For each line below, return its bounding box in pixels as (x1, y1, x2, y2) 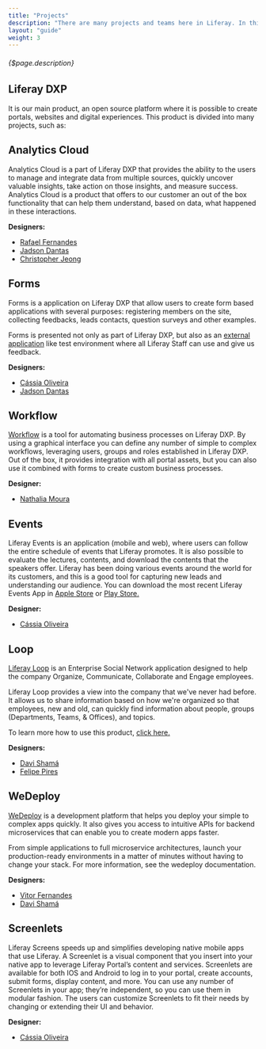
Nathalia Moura (19, 494, 70, 504)
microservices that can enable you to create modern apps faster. (8, 827, 220, 837)
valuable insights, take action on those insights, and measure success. (8, 181, 238, 191)
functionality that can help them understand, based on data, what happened (8, 198, 256, 207)
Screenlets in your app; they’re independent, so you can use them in (8, 985, 231, 994)
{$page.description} (8, 58, 74, 67)
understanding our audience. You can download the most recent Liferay (8, 580, 243, 590)
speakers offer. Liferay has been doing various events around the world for (8, 564, 253, 573)
